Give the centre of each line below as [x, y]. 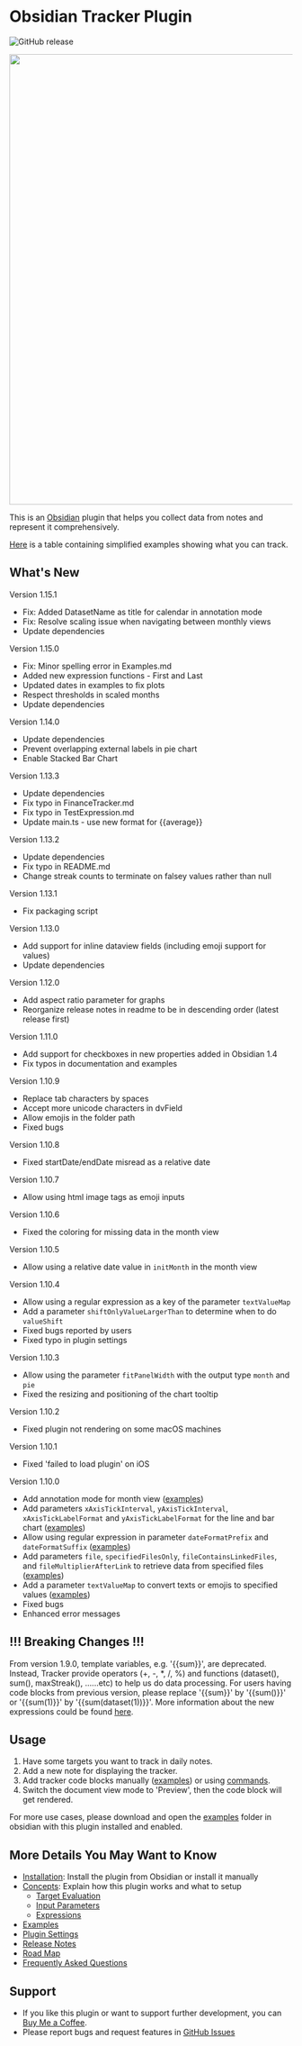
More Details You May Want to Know [113, 1855]
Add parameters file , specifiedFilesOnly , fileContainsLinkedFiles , [150, 1556]
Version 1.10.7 [35, 1179]
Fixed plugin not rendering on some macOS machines [122, 1429]
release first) [46, 1019]
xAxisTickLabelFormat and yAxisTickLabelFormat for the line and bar [148, 1518]
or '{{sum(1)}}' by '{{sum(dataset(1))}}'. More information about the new [142, 1702]
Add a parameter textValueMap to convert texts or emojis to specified [150, 1585]
